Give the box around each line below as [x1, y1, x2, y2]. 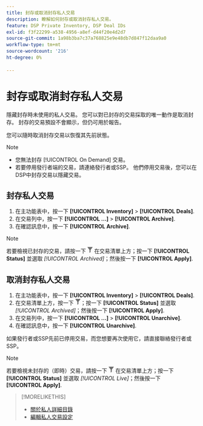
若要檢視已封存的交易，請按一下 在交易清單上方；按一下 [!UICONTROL [6, 247, 190, 255]
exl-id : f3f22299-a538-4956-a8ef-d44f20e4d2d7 [6, 29, 126, 35]
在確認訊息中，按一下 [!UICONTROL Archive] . [15, 223, 130, 230]
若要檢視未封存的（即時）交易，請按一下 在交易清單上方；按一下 [6, 367, 174, 374]
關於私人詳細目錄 [30, 406, 73, 413]
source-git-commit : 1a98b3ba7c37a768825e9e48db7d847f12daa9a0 [6, 35, 167, 42]
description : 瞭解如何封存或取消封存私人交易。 [6, 16, 114, 22]
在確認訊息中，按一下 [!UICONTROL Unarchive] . [15, 322, 137, 330]
